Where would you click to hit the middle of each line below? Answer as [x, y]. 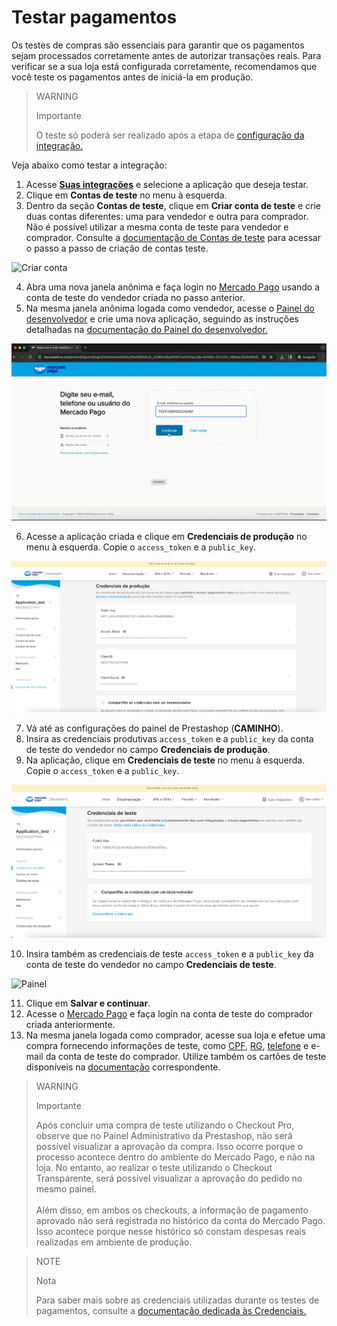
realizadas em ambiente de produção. [114, 1242]
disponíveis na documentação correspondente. [123, 1067]
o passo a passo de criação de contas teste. [117, 248]
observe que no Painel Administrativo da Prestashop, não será [164, 1135]
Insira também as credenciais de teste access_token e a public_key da [169, 953]
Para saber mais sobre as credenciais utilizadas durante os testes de [177, 1300]
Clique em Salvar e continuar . [88, 1003]
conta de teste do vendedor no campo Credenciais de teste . [151, 964]
